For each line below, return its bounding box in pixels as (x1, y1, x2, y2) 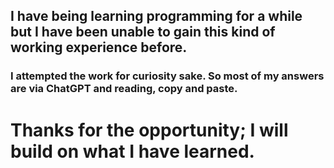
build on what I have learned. (10, 140, 255, 163)
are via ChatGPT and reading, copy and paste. (10, 82, 238, 96)
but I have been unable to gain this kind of (10, 24, 276, 41)
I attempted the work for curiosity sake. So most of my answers (10, 69, 325, 83)
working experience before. (10, 39, 188, 56)
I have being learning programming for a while (10, 8, 303, 25)
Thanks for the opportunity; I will (10, 119, 289, 141)
